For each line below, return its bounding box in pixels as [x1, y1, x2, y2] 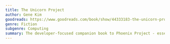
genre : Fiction [5, 21, 37, 27]
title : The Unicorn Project [5, 7, 65, 13]
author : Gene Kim [5, 12, 42, 17]
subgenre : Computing [5, 26, 49, 31]
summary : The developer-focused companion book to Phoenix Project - [5, 31, 155, 36]
